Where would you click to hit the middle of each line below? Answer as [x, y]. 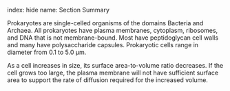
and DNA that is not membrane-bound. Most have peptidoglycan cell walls [113, 38]
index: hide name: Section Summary [59, 10]
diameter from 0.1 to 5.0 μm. [47, 52]
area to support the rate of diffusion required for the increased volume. [108, 80]
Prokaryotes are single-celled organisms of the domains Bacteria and [105, 23]
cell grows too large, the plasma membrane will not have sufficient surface [113, 73]
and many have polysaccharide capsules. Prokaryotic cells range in [103, 45]
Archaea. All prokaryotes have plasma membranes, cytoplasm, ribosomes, [113, 30]
